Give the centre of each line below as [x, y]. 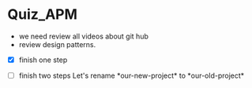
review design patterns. [57, 44]
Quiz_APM [43, 15]
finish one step [43, 60]
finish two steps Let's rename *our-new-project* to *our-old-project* [132, 75]
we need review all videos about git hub [84, 36]
